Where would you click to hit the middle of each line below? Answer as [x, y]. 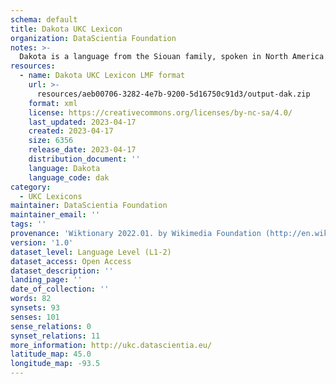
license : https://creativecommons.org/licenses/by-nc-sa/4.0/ [160, 112]
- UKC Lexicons [51, 196]
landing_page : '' [46, 280]
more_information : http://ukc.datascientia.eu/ [111, 345]
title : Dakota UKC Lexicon [66, 29]
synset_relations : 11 [55, 336]
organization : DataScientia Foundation [93, 38]
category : [31, 187]
